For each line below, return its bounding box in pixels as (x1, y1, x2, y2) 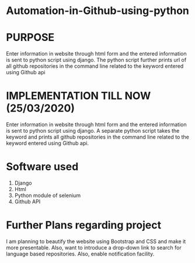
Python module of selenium (14, 192, 81, 199)
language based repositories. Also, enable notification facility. (6, 250, 155, 257)
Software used (6, 160, 79, 174)
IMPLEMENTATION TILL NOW (6, 89, 151, 103)
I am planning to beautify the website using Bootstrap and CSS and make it (6, 238, 186, 245)
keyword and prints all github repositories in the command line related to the (6, 133, 190, 141)
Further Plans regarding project (6, 219, 162, 232)
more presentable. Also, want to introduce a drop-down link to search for (6, 244, 182, 251)
